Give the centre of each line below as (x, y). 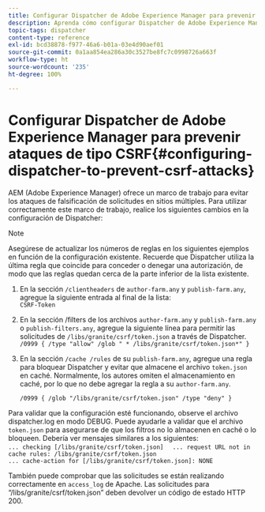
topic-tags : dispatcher (47, 30)
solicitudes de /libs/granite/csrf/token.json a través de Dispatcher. (133, 336)
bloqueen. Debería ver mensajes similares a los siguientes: (103, 438)
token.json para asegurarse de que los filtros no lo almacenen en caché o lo (132, 429)
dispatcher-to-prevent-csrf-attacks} (131, 170)
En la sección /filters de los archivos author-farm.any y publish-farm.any (138, 319)
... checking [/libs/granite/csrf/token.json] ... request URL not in (129, 447)
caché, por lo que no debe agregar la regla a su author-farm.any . (125, 383)
